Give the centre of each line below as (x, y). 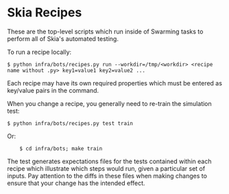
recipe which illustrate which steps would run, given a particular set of (106, 168)
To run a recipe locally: (39, 52)
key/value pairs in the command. (53, 90)
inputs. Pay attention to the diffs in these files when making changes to (107, 176)
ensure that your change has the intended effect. (76, 183)
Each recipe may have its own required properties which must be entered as (115, 83)
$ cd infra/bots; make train (61, 148)
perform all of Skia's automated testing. (63, 38)
